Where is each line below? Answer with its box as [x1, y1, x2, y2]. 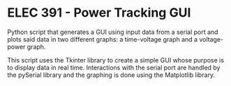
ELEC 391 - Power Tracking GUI [7, 5, 191, 21]
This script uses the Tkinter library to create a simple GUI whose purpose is [7, 55, 225, 64]
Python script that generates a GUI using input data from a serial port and [7, 28, 218, 36]
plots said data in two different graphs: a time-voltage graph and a [7, 35, 198, 43]
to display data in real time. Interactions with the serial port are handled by [7, 63, 221, 71]
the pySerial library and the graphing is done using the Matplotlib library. [7, 71, 215, 79]
